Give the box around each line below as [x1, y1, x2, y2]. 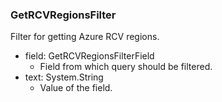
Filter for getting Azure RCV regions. [10, 31, 160, 43]
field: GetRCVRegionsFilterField [24, 50, 155, 62]
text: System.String [24, 71, 104, 83]
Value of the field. [39, 82, 113, 94]
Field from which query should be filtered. [39, 61, 213, 73]
